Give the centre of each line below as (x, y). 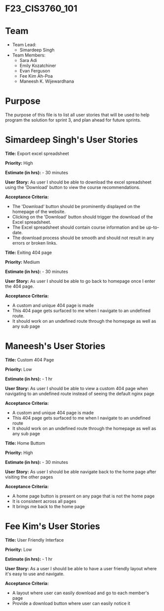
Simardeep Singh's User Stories (72, 140)
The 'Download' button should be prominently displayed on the (76, 206)
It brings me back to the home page (49, 506)
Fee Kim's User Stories (52, 526)
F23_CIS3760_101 (41, 9)
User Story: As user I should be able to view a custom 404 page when (77, 388)
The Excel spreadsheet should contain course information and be (79, 227)
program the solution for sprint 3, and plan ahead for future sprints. (73, 120)
